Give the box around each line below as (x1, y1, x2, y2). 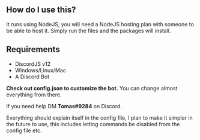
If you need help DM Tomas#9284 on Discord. (6, 102, 122, 109)
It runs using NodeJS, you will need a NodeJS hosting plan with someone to (6, 20, 194, 28)
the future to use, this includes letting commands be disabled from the (6, 120, 180, 127)
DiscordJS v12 (14, 60, 51, 68)
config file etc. (6, 127, 42, 134)
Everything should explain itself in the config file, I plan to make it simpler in (6, 114, 193, 121)
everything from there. (6, 91, 62, 98)
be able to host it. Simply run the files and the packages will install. (6, 27, 171, 34)
